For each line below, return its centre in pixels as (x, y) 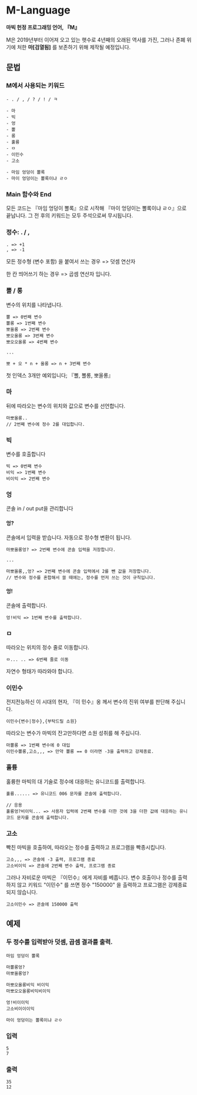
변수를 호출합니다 (26, 454)
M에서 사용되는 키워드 (35, 86)
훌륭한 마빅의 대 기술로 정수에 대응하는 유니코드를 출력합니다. (76, 781)
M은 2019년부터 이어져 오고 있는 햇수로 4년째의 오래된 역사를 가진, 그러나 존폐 (96, 39)
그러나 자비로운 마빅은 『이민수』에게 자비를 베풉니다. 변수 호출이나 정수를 (91, 877)
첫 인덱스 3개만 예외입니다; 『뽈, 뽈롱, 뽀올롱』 (60, 375)
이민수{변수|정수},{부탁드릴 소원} (42, 722)
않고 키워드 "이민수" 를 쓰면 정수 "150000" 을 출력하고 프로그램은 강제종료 (102, 885)
